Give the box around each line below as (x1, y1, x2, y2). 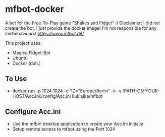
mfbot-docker (5, 3, 64, 15)
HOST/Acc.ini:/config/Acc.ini (12, 93, 71, 99)
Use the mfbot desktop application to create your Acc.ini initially (12, 121, 144, 127)
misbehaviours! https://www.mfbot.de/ (5, 30, 84, 36)
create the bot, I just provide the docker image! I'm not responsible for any (5, 25, 157, 31)
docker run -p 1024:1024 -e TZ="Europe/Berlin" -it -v (12, 88, 122, 94)
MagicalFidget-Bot (12, 50, 51, 56)
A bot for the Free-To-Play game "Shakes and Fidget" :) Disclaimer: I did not (5, 20, 160, 26)
